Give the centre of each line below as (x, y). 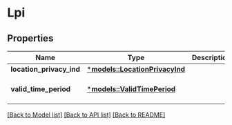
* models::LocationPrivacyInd (136, 69)
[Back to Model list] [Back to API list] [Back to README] (86, 115)
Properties (30, 38)
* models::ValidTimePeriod (131, 89)
